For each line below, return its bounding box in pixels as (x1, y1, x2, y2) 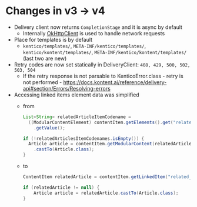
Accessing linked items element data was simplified (14, 91, 139, 98)
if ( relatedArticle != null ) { (22, 184, 100, 191)
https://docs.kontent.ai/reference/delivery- (63, 78, 167, 86)
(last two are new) (22, 55, 67, 62)
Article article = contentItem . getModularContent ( (28, 141, 155, 147)
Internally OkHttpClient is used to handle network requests (22, 29, 165, 36)
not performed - (22, 78, 62, 86)
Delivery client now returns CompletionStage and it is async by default (14, 24, 183, 31)
